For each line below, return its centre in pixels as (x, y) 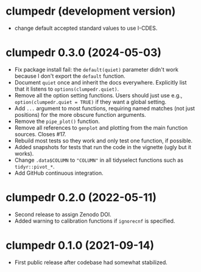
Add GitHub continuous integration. (59, 173)
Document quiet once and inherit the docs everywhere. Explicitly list (100, 82)
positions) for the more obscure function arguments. (80, 114)
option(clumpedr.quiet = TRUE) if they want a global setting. (90, 102)
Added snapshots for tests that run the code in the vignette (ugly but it (103, 147)
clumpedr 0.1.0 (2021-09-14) (80, 245)
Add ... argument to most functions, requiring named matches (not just (105, 108)
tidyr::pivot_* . (35, 166)
